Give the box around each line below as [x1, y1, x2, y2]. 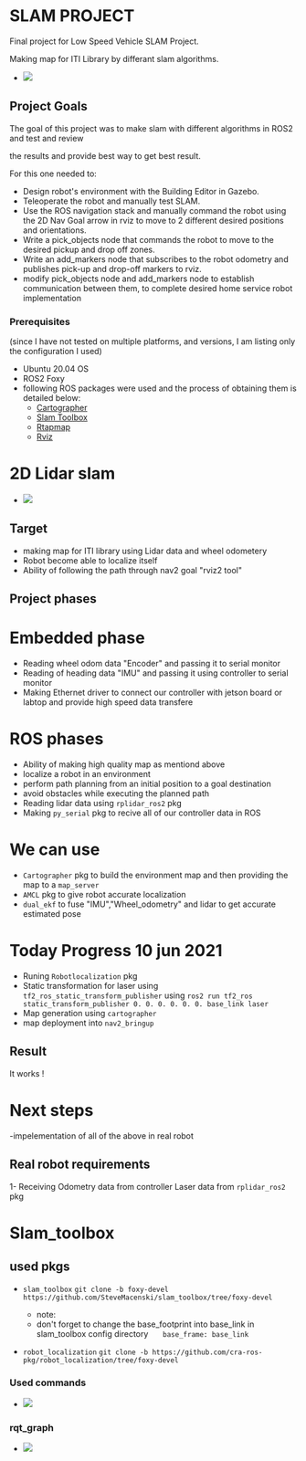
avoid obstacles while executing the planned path [22, 788, 210, 799]
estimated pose [22, 909, 82, 919]
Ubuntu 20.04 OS [22, 363, 90, 374]
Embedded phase [9, 627, 145, 648]
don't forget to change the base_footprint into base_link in [36, 1319, 255, 1330]
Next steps [9, 1099, 94, 1120]
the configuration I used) [9, 346, 102, 357]
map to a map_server [22, 879, 100, 890]
